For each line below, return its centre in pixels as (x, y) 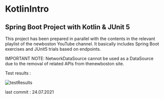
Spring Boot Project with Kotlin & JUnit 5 (68, 27)
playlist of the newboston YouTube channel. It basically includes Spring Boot (82, 44)
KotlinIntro (27, 9)
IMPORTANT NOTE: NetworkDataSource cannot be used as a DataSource (79, 59)
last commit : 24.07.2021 (29, 92)
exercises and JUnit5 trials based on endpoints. (53, 49)
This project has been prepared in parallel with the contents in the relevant (80, 39)
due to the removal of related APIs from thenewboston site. (65, 64)
